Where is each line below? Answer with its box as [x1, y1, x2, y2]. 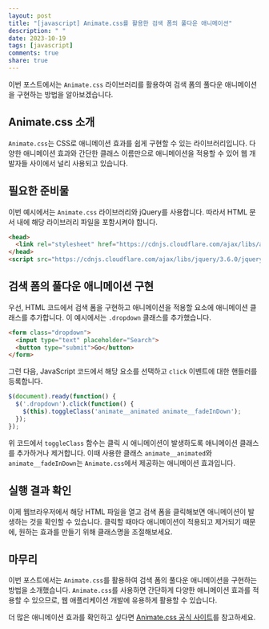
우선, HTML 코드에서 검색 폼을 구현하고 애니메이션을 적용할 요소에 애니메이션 [8, 302, 248, 312]
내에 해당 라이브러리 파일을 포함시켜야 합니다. [16, 217, 159, 227]
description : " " [8, 27, 66, 35]
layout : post [8, 11, 52, 20]
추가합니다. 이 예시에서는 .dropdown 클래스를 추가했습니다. [29, 312, 212, 322]
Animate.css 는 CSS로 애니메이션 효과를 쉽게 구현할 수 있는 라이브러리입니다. [8, 138, 248, 148]
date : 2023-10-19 [8, 34, 66, 43]
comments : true [8, 49, 59, 57]
